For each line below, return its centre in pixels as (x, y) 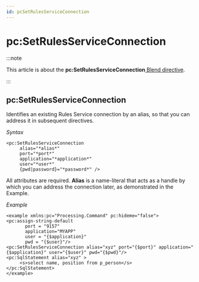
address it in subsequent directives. (50, 121)
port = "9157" (42, 226)
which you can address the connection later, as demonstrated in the (90, 187)
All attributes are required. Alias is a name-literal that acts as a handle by (96, 181)
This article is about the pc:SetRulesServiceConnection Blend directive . (96, 69)
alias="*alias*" (40, 148)
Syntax (15, 132)
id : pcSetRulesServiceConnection (48, 12)
